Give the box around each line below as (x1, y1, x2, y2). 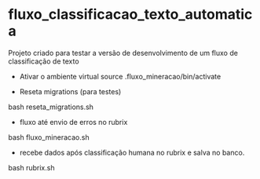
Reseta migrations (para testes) (19, 86, 122, 96)
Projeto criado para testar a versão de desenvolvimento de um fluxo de (8, 48, 238, 57)
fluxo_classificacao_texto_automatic (8, 5, 253, 24)
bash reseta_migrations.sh (8, 102, 94, 111)
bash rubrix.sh (8, 163, 55, 172)
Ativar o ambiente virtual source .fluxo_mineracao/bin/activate (19, 71, 222, 81)
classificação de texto (8, 57, 80, 66)
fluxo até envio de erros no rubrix (19, 117, 128, 126)
